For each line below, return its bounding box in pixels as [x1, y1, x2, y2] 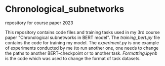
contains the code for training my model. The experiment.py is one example [5, 39, 159, 45]
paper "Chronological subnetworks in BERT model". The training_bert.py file [5, 34, 161, 40]
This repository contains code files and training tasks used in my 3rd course [5, 29, 160, 35]
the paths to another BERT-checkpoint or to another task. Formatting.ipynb [5, 50, 158, 56]
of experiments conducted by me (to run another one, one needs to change [5, 45, 159, 51]
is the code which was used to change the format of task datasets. [5, 55, 141, 61]
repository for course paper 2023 [5, 20, 73, 26]
